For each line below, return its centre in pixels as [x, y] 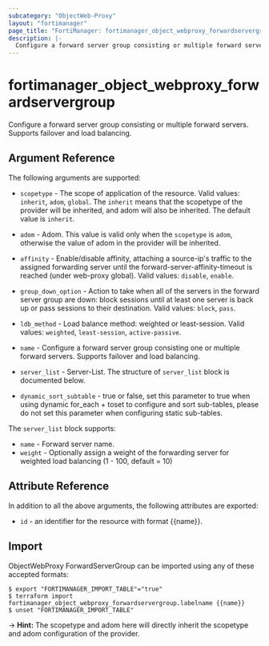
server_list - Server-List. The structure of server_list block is [124, 372]
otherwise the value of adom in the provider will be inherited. [120, 242]
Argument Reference [62, 158]
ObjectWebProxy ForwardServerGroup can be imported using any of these [131, 566]
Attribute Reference [59, 486]
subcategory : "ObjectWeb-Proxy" [62, 16]
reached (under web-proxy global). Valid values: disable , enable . [127, 275]
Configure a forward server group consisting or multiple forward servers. [128, 124]
